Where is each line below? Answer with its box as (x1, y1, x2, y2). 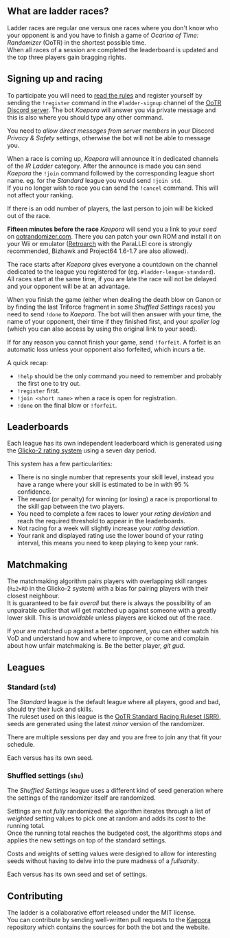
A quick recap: (7, 358, 49, 367)
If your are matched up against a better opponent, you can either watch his (7, 627, 219, 635)
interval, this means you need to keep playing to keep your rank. (16, 539, 199, 547)
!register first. (16, 386, 60, 395)
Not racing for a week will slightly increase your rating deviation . (16, 524, 200, 532)
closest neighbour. (7, 591, 60, 600)
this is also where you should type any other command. (7, 113, 164, 121)
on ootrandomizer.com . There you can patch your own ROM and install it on (7, 232, 222, 240)
